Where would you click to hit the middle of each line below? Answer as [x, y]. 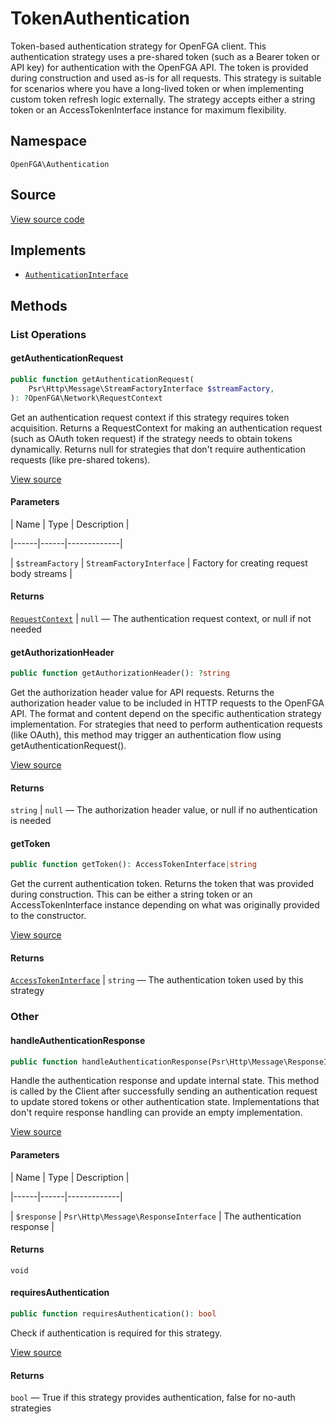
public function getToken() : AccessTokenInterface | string [133, 865]
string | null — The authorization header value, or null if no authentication [164, 810]
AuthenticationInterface [76, 275]
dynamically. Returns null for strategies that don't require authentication [158, 449]
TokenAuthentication [100, 18]
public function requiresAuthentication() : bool [113, 1314]
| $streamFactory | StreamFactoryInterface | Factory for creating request [159, 563]
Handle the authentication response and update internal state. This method [165, 1081]
